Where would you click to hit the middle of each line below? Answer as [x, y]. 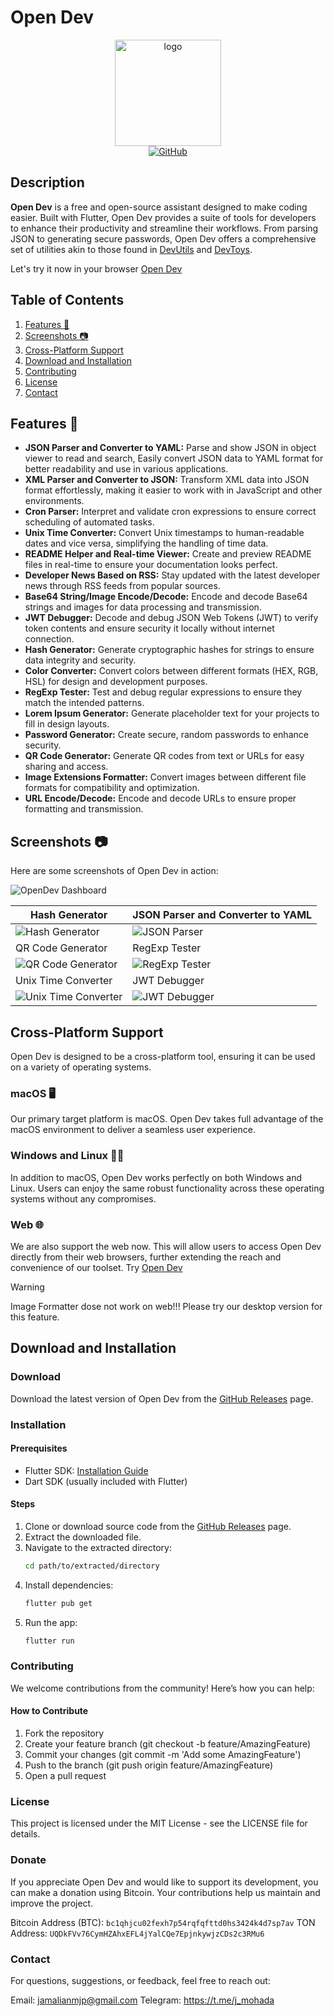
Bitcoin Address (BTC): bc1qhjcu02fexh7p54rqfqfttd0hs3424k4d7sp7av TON [163, 1922]
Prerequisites [39, 1448]
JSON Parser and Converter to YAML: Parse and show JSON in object [170, 448]
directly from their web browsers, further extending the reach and [146, 1257]
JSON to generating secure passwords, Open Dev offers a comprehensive [163, 238]
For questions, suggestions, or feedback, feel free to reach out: [140, 1980]
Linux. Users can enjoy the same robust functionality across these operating [167, 1188]
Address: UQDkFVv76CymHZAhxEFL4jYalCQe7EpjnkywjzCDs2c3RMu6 [137, 1933]
